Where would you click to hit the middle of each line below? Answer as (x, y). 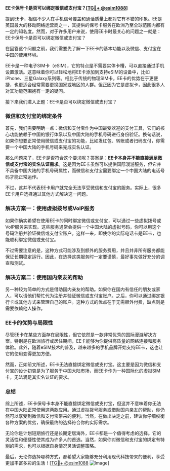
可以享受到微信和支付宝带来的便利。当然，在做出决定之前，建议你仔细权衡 (87, 416)
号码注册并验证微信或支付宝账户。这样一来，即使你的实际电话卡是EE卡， (81, 233)
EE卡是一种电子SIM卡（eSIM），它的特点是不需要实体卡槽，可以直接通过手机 (85, 66)
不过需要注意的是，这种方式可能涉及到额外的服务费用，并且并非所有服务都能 (85, 250)
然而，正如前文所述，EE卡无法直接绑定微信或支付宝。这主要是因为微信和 (81, 365)
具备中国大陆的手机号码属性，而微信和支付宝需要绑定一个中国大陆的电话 (85, 171)
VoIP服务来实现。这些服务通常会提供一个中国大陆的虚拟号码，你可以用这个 (83, 227)
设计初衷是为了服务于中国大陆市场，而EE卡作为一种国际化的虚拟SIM (90, 371)
